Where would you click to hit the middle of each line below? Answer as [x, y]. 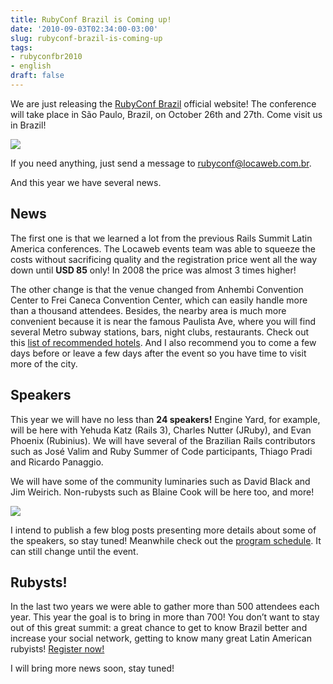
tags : [21, 47]
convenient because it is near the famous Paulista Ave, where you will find [163, 321]
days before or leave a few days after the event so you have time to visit [158, 353]
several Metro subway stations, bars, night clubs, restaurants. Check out [160, 332]
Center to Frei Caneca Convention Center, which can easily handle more [159, 300]
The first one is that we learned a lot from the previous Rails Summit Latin [161, 238]
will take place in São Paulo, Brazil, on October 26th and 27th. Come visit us [166, 114]
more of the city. [44, 363]
